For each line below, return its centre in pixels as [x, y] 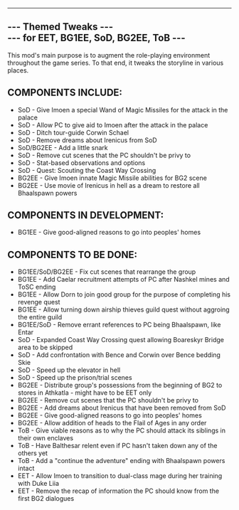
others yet [33, 453]
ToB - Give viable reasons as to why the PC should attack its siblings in [122, 430]
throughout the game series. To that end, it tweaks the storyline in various [116, 63]
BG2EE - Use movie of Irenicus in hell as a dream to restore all [109, 185]
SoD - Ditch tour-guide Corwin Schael [73, 132]
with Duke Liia [38, 484]
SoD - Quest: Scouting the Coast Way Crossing [87, 170]
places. [18, 70]
